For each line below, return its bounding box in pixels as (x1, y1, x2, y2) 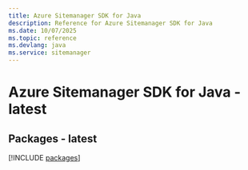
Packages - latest (8, 132, 98, 145)
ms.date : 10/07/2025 (8, 26, 78, 34)
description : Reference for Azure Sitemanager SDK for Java (8, 19, 214, 27)
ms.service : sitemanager (8, 49, 91, 57)
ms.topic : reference (8, 34, 78, 42)
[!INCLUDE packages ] (8, 153, 81, 162)
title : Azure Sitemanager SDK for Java (8, 11, 142, 20)
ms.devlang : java (8, 42, 66, 49)
